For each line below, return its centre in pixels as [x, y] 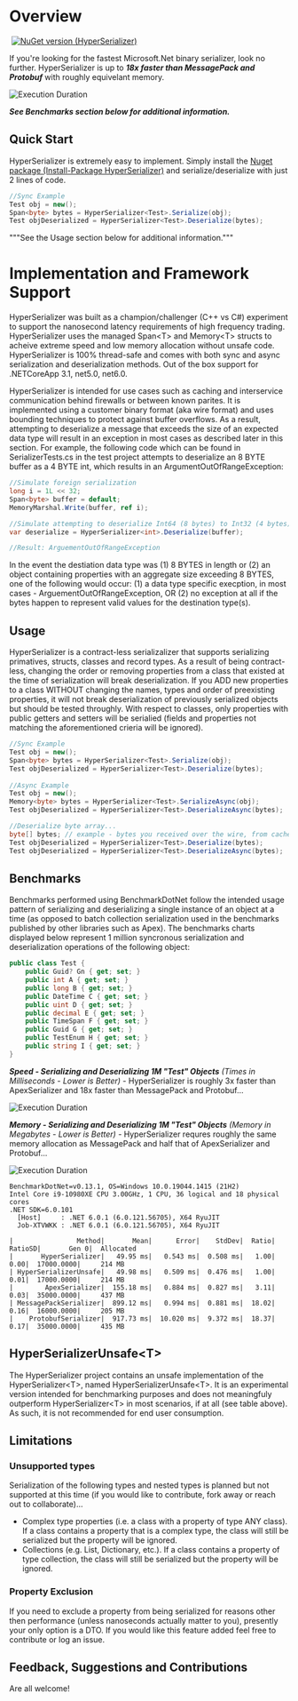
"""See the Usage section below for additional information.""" [122, 238]
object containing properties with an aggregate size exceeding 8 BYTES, [142, 574]
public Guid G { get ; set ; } [79, 1030]
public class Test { [47, 963]
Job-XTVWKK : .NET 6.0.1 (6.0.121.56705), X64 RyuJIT [118, 1225]
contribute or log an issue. [57, 1639]
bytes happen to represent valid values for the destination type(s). [130, 603]
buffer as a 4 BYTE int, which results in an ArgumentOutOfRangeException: [146, 467]
